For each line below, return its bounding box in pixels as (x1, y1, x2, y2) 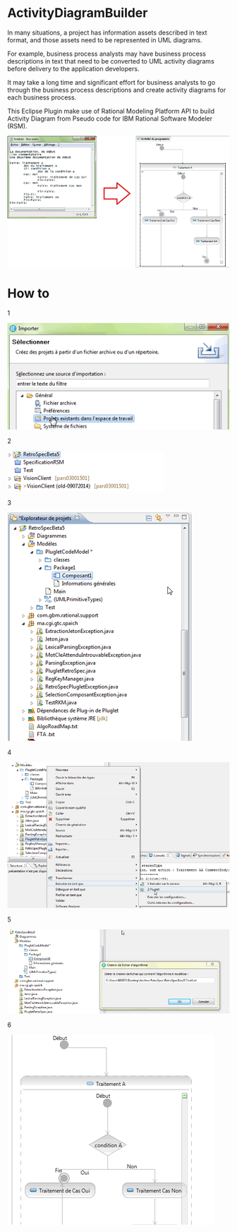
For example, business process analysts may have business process (7, 49, 207, 58)
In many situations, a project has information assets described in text (7, 28, 207, 37)
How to (7, 285, 50, 301)
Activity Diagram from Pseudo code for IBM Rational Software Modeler (7, 114, 213, 123)
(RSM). (7, 121, 28, 130)
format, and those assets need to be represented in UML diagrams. (7, 35, 202, 44)
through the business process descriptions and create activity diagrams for (7, 85, 226, 94)
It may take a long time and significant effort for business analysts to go (7, 78, 216, 86)
